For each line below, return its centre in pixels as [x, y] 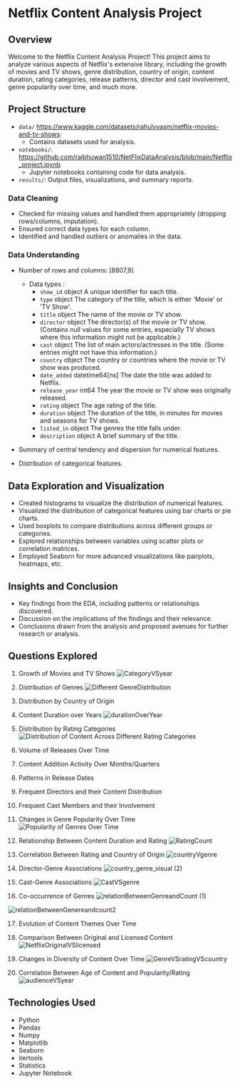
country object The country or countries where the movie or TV [133, 360]
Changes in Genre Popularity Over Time [77, 819]
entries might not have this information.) [98, 353]
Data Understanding [44, 255]
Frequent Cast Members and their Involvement [87, 805]
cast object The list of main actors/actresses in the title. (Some [132, 345]
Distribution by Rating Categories [67, 729]
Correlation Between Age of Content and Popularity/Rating [104, 973]
